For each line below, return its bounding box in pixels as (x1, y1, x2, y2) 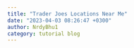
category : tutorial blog (7, 30, 80, 37)
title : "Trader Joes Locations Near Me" (7, 10, 128, 18)
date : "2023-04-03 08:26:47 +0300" (7, 17, 112, 24)
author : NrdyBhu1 (7, 23, 59, 30)
